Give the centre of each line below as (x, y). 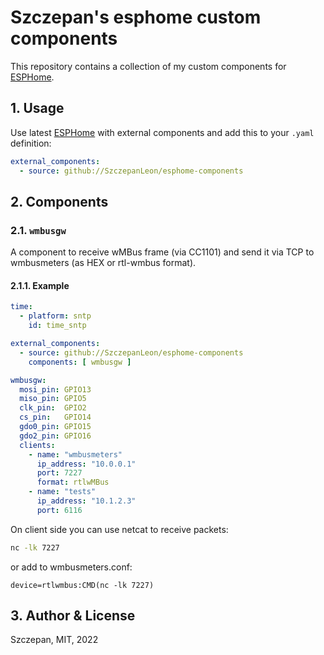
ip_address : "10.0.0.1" (86, 464)
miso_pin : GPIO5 (53, 399)
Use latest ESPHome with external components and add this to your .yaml (162, 132)
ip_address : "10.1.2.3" (86, 501)
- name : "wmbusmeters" (75, 454)
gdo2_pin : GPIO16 (55, 436)
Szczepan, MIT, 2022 (54, 640)
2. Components (59, 201)
